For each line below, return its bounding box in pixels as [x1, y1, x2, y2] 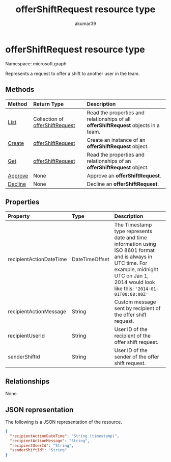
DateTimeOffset [72, 256, 109, 263]
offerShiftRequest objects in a [87, 121, 160, 129]
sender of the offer [114, 353, 159, 361]
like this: [114, 285, 134, 292]
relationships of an [87, 157, 131, 164]
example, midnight [114, 266, 159, 273]
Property [8, 213, 30, 220]
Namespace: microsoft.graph [5, 60, 67, 67]
